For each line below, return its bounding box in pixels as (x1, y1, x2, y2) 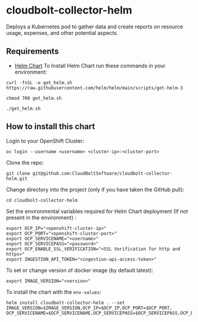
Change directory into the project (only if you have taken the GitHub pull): (6, 186, 184, 193)
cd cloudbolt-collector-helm (6, 197, 78, 203)
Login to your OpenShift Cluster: (6, 137, 84, 144)
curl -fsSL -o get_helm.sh (6, 80, 72, 86)
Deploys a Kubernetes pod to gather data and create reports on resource (6, 23, 183, 30)
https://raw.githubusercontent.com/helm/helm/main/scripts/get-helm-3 (6, 85, 183, 91)
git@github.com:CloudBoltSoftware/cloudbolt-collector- (32, 170, 173, 176)
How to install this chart (6, 121, 95, 132)
